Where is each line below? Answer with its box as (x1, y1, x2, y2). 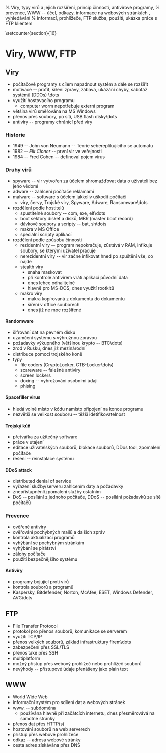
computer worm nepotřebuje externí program (20, 103, 115, 109)
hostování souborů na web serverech (12, 726, 90, 732)
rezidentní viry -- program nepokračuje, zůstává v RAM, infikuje (20, 242, 153, 248)
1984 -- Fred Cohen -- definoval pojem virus (12, 154, 105, 160)
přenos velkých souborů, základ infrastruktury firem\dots (12, 639, 131, 645)
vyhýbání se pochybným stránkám (12, 540, 85, 546)
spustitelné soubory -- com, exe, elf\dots (20, 210, 106, 216)
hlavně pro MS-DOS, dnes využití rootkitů (27, 285, 115, 291)
